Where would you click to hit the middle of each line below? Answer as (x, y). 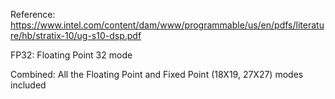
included (28, 85)
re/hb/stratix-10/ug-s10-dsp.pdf (76, 35)
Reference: (33, 14)
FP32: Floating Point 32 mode (71, 55)
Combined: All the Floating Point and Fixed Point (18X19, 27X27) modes (157, 74)
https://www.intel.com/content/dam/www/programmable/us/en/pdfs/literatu (167, 25)
